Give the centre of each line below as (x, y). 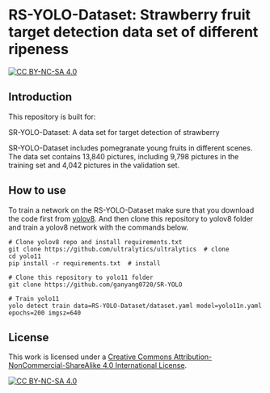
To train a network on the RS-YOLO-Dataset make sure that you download (131, 210)
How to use (37, 190)
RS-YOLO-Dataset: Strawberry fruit (130, 15)
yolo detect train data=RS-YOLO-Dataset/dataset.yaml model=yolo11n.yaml (135, 306)
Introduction (40, 97)
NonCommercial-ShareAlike (55, 366)
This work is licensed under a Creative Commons (90, 357)
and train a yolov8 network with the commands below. (98, 227)
